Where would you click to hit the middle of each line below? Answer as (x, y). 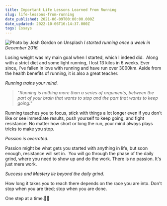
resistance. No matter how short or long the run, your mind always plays (79, 124)
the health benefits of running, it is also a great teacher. (62, 73)
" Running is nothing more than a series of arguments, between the (85, 93)
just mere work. (21, 164)
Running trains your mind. (32, 83)
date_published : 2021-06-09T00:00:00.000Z (50, 19)
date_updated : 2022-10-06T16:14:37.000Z (48, 24)
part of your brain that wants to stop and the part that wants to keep (87, 98)
